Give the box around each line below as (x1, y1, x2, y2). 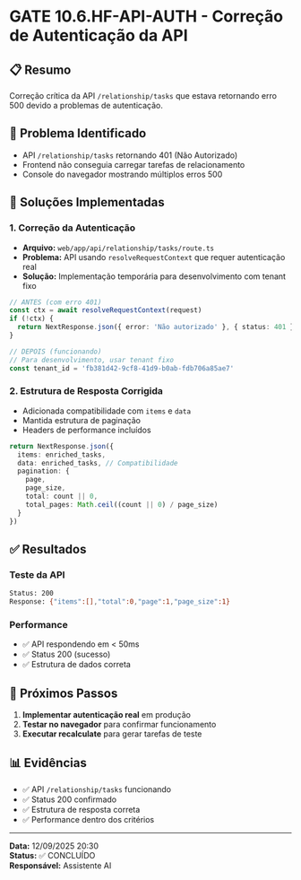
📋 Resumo (9, 62, 72, 77)
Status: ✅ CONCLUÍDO (9, 850, 96, 860)
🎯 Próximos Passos (9, 685, 118, 701)
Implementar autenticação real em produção (21, 710, 191, 720)
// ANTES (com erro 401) (9, 298, 102, 307)
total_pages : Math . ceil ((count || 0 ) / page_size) (25, 500, 219, 509)
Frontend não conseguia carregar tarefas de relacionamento (21, 159, 245, 170)
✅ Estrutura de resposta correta (21, 804, 141, 815)
